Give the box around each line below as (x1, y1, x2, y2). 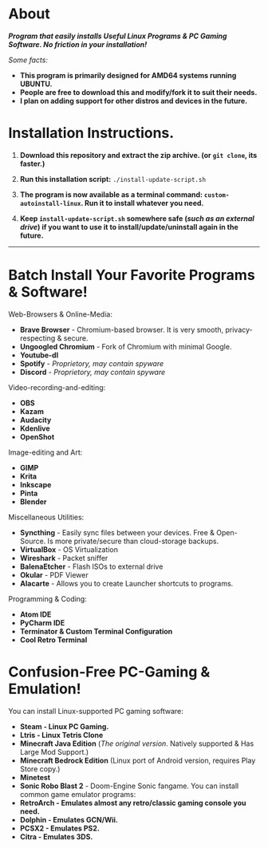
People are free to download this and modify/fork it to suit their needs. (19, 87, 258, 97)
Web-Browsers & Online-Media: (8, 309, 113, 319)
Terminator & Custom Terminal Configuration (19, 626, 173, 636)
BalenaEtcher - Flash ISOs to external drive (19, 562, 164, 571)
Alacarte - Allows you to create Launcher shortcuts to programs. (19, 578, 234, 588)
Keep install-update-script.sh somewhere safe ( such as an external (19, 213, 255, 223)
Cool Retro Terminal (19, 635, 88, 645)
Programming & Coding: (8, 594, 88, 603)
